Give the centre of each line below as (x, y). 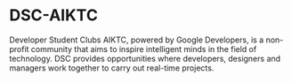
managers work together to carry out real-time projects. (112, 68)
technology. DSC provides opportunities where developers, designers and (145, 58)
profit (19, 48)
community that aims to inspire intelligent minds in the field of (144, 48)
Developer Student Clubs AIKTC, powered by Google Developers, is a (137, 40)
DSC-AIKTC (53, 15)
